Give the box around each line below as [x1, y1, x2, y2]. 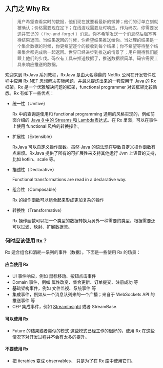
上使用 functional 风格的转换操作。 [12, 123, 82, 129]
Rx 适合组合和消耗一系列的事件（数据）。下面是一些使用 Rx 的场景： [5, 249, 141, 255]
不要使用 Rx [5, 346, 29, 352]
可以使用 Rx [5, 316, 29, 322]
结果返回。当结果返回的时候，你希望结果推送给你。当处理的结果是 [21, 37, 154, 43]
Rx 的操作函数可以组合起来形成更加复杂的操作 [12, 197, 104, 203]
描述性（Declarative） [12, 166, 57, 172]
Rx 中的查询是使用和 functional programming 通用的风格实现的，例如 [12, 111, 151, 116]
